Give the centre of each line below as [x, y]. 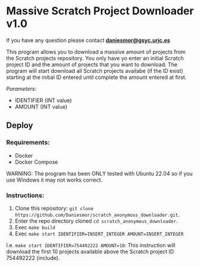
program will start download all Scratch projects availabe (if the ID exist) [95, 70]
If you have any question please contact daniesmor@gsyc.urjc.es [88, 40]
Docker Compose [36, 162]
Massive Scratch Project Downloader [100, 11]
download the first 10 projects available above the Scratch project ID [90, 251]
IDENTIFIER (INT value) [43, 100]
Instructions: [25, 195]
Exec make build [35, 227]
